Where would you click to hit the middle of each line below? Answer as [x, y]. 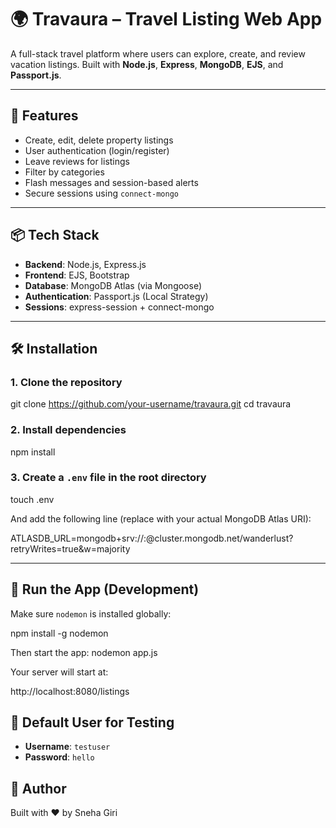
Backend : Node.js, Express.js [85, 264]
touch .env [32, 499]
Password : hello [59, 757]
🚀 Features [44, 116]
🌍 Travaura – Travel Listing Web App [166, 19]
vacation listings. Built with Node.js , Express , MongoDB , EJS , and [147, 64]
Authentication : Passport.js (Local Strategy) [116, 296]
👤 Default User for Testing [92, 722]
